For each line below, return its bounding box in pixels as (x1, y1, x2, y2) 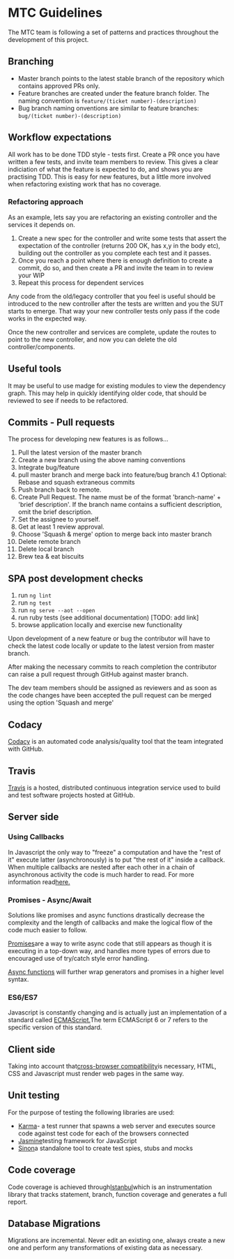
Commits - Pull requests (8, 417, 115, 429)
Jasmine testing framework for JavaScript (17, 1136, 137, 1144)
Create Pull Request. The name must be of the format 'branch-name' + (17, 493, 221, 501)
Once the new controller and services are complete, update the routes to (8, 327, 217, 336)
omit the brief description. (17, 508, 93, 516)
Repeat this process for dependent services (17, 278, 144, 287)
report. (8, 1198, 28, 1206)
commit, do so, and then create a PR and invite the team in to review (17, 263, 214, 272)
